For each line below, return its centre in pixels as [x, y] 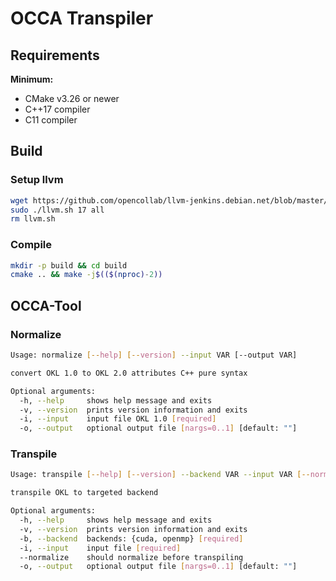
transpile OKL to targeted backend [84, 493]
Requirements [55, 55]
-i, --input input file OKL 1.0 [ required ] [118, 419]
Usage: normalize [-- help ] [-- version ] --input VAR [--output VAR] [154, 355]
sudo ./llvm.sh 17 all [57, 210]
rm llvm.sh [33, 219]
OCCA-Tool [46, 305]
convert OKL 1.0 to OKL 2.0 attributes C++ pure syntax [129, 373]
